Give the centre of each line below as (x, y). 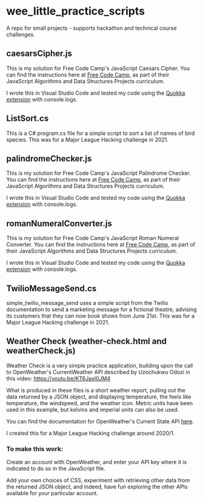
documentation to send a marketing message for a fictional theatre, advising (101, 309)
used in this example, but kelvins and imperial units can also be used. (93, 409)
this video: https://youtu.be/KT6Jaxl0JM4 (58, 378)
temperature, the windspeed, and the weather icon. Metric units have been (100, 403)
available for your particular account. (52, 493)
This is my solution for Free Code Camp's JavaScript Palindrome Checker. (98, 173)
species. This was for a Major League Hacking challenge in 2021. (87, 139)
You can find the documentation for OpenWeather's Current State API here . (100, 421)
